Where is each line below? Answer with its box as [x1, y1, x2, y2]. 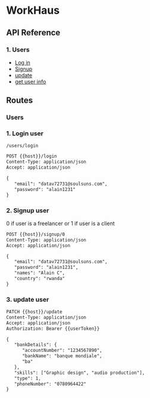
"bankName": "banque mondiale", [21, 353, 102, 359]
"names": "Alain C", [14, 270, 65, 276]
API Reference [6, 28, 61, 38]
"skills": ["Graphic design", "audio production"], [14, 369, 145, 376]
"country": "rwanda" [14, 276, 65, 282]
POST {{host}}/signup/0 [6, 231, 65, 237]
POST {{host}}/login [6, 153, 58, 159]
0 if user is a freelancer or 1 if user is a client [6, 220, 115, 227]
